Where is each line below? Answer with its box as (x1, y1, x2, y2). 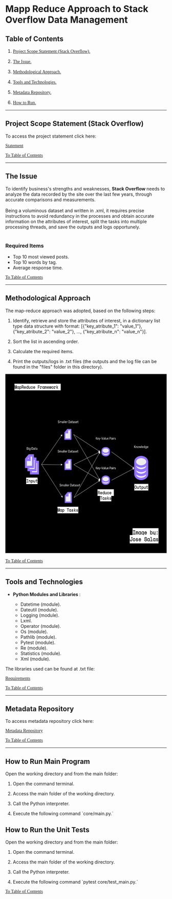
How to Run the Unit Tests (5, 825, 90, 834)
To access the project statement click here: (5, 133, 96, 139)
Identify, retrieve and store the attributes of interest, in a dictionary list (12, 317, 160, 323)
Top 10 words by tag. (12, 259, 57, 265)
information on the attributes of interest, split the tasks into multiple (5, 218, 147, 224)
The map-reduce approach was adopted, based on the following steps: (5, 308, 156, 314)
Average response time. (12, 264, 63, 271)
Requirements (5, 676, 31, 681)
